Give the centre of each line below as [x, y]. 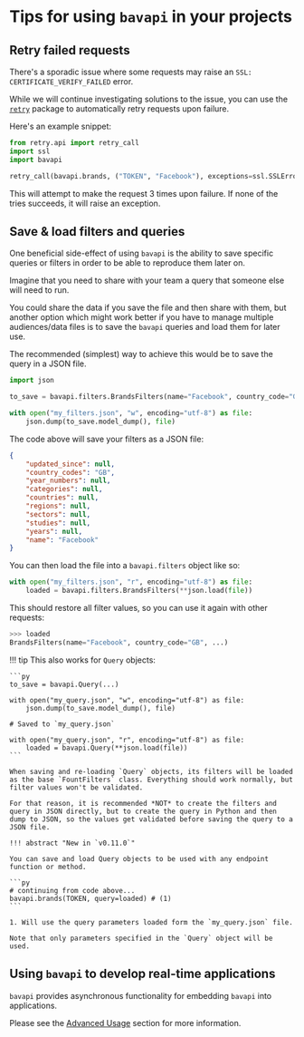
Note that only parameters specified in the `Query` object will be [141, 938]
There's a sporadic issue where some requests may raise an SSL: [131, 72]
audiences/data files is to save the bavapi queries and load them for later [145, 327]
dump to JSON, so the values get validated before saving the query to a [152, 819]
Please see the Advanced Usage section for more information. [125, 1022]
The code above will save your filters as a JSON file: [107, 439]
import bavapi [36, 160]
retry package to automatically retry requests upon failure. [119, 109]
